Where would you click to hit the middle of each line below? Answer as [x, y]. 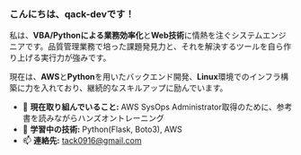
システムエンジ [259, 35]
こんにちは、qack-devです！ [72, 13]
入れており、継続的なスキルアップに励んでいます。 [134, 88]
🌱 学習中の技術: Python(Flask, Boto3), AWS [102, 129]
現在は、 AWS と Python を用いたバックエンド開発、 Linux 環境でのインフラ [145, 77]
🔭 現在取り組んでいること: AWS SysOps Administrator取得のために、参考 [157, 107]
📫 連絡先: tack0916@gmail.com [82, 141]
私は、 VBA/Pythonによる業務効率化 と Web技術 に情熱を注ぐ [120, 35]
